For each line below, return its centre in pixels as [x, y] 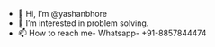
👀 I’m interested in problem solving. [83, 23]
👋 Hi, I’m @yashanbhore [63, 14]
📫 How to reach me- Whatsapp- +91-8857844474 [112, 33]
